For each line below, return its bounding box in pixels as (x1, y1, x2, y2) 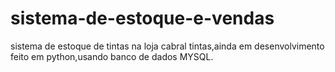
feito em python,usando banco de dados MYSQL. (10, 50, 214, 62)
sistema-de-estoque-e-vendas (10, 7, 275, 30)
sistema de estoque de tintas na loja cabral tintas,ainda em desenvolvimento (10, 40, 325, 52)
